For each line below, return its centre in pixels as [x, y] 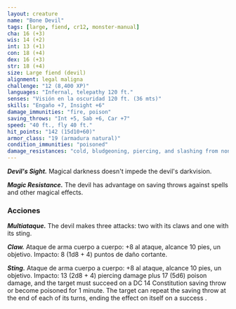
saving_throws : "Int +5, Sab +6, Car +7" [69, 118]
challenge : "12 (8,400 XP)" [48, 86]
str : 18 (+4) [26, 66]
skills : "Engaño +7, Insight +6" [56, 106]
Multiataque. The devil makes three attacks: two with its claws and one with [118, 226]
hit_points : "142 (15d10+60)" [52, 132]
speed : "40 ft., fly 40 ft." [50, 125]
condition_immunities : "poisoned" [58, 145]
